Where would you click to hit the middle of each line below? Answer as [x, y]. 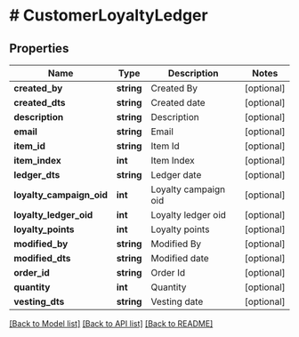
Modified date [180, 258]
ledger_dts [37, 175]
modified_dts [42, 258]
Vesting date [177, 301]
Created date [178, 103]
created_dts [40, 103]
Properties [39, 48]
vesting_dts [39, 301]
